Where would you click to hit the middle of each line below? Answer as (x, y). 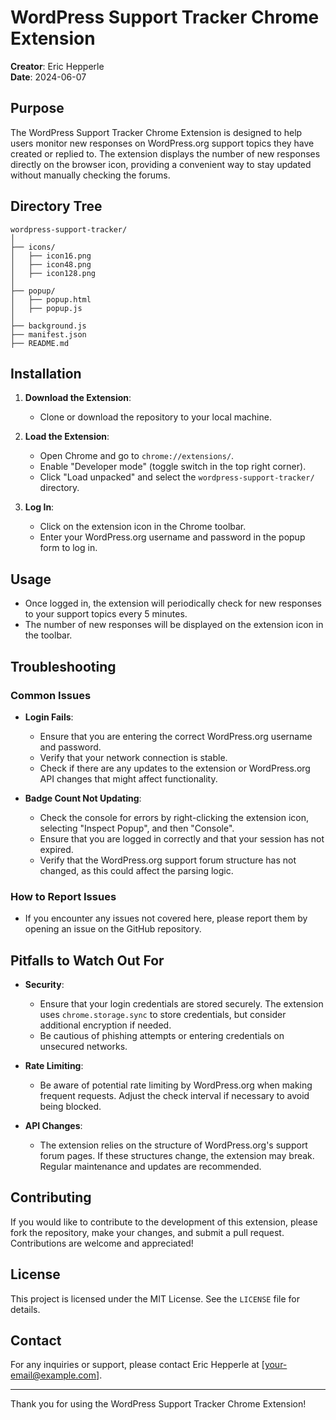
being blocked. (70, 1106)
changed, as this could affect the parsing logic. (136, 870)
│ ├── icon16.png (51, 256)
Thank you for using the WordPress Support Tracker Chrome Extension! (158, 1404)
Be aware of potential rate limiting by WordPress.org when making (176, 1085)
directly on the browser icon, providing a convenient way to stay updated (161, 164)
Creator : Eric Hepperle (57, 66)
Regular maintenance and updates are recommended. (150, 1166)
